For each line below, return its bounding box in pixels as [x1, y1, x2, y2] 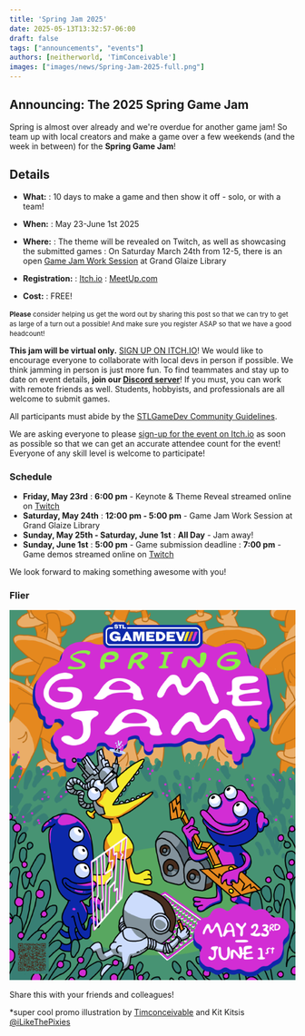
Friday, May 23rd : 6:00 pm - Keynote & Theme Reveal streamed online [22, 490, 292, 501]
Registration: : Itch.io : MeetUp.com [22, 272, 158, 283]
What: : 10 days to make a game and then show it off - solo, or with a [22, 191, 281, 202]
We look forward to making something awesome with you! [9, 566, 227, 577]
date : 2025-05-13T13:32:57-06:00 [9, 24, 136, 34]
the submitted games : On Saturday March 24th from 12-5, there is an [22, 245, 283, 256]
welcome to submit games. [9, 393, 111, 404]
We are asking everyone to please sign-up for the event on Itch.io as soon [9, 428, 286, 439]
